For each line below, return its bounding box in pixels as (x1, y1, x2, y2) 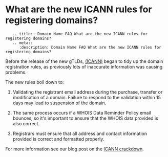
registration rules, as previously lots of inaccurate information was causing (5, 63, 163, 70)
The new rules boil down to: (5, 79, 64, 85)
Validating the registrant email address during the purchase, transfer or (12, 88, 163, 95)
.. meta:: (12, 40, 33, 46)
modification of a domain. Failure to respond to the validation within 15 (12, 94, 161, 100)
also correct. (12, 120, 40, 126)
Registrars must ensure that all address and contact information (12, 130, 148, 137)
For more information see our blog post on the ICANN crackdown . (5, 146, 144, 152)
